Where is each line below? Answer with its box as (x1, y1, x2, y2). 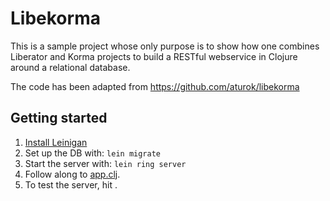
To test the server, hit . (24, 178, 118, 191)
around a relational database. (10, 61, 131, 73)
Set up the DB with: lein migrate (24, 147, 161, 159)
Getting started (10, 110, 108, 127)
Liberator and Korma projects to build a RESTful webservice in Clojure (10, 50, 298, 62)
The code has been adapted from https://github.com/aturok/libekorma (10, 80, 300, 92)
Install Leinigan (24, 136, 88, 148)
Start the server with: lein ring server (24, 157, 187, 169)
